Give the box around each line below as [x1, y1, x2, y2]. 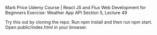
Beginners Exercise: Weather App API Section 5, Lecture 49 [5, 10, 128, 16]
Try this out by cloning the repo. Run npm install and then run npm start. [5, 19, 153, 25]
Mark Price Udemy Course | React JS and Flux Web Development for [5, 5, 146, 10]
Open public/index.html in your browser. [5, 24, 87, 30]
